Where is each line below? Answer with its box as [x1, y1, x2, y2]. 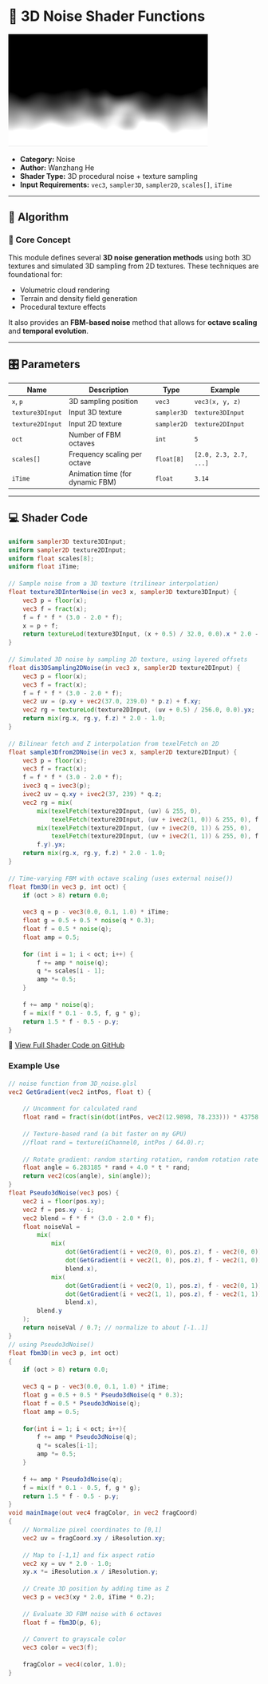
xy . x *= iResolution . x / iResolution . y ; [22, 1568, 159, 1576]
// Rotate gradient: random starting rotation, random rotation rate [22, 1155, 259, 1163]
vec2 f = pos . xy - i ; [22, 1206, 94, 1214]
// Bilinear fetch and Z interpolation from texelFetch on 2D [8, 739, 219, 747]
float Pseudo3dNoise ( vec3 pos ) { [8, 1189, 120, 1197]
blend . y [37, 1307, 62, 1315]
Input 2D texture [69, 418, 122, 428]
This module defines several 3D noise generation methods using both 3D [8, 252, 251, 262]
